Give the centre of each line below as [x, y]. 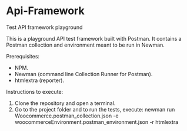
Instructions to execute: [35, 91]
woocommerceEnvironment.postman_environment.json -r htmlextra [96, 122]
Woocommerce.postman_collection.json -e [66, 116]
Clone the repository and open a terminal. [65, 103]
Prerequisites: [23, 56]
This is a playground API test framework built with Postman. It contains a [94, 38]
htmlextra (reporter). [39, 80]
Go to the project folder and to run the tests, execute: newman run [95, 109]
